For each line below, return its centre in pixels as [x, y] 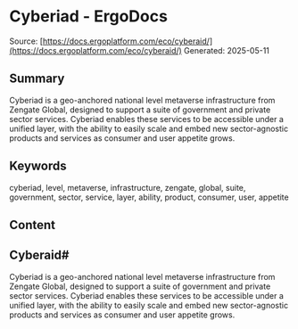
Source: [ [26, 41]
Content [33, 225]
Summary [37, 79]
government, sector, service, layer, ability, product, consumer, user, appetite [149, 197]
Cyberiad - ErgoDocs [88, 16]
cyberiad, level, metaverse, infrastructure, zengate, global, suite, [128, 187]
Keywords [38, 166]
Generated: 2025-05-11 [227, 50]
